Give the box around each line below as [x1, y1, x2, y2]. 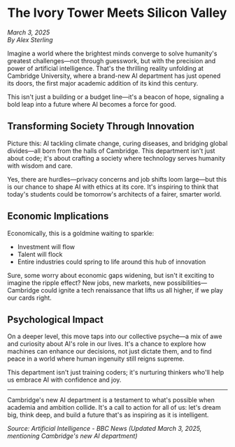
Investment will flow [17, 242, 76, 251]
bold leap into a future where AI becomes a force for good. [7, 100, 177, 108]
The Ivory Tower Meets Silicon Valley [7, 5, 227, 21]
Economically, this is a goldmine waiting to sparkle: [7, 229, 155, 237]
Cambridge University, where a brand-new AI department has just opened [7, 72, 221, 80]
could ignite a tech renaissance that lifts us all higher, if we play [41, 286, 224, 294]
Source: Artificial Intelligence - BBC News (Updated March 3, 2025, [7, 425, 202, 433]
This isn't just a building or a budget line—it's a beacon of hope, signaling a [7, 93, 225, 101]
